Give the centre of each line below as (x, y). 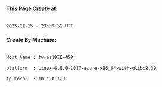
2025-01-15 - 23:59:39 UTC (40, 26)
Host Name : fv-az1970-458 (40, 58)
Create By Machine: (31, 39)
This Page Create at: (32, 8)
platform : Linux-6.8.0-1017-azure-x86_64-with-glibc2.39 (81, 69)
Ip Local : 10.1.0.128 (36, 79)
